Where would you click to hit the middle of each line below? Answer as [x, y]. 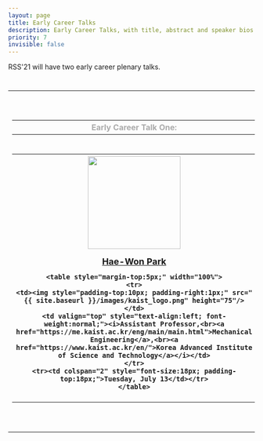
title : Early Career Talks [52, 23]
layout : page [29, 15]
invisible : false [36, 45]
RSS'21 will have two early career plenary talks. [84, 67]
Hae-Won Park [134, 261]
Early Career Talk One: [134, 127]
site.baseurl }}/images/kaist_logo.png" [112, 300]
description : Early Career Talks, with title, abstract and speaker [122, 30]
